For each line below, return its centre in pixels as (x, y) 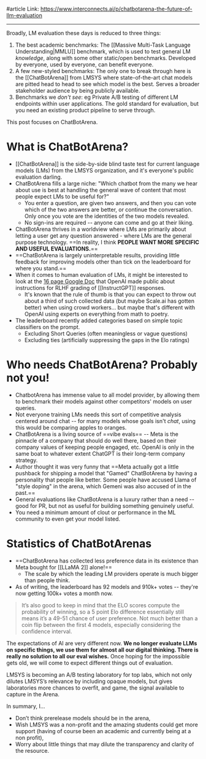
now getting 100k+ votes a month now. (64, 593)
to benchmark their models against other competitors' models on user (104, 401)
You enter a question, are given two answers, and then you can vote (110, 203)
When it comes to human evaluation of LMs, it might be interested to (101, 274)
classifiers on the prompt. (48, 327)
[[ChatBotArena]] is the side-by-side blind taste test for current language (107, 164)
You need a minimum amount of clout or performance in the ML (95, 512)
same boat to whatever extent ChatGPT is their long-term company (100, 453)
